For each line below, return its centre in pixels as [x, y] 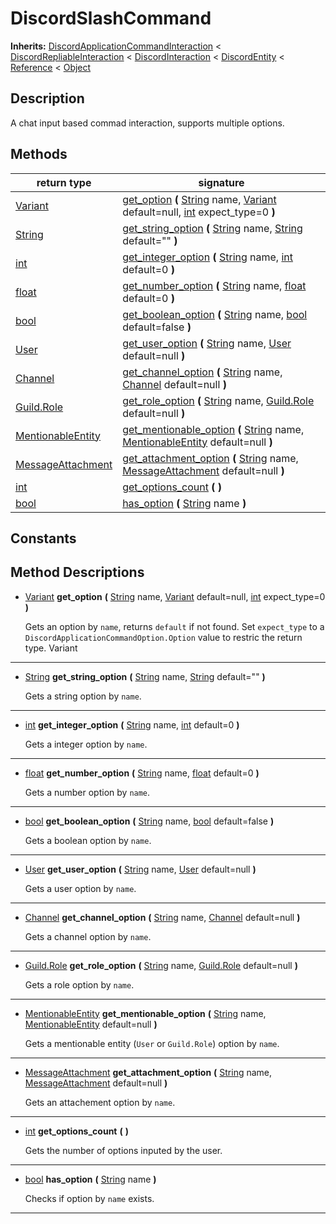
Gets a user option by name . [80, 888]
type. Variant [51, 648]
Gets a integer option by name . [86, 744]
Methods [39, 154]
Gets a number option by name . [87, 792]
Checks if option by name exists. [89, 1198]
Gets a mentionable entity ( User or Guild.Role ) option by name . [152, 1043]
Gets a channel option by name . [88, 936]
